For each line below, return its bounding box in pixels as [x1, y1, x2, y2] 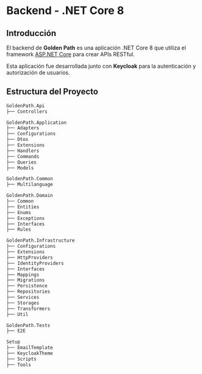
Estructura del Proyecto [6, 87, 99, 97]
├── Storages [6, 300, 40, 306]
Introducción [6, 28, 57, 38]
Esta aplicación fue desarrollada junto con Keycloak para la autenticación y [6, 62, 197, 70]
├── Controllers [6, 108, 48, 115]
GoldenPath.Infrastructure [6, 237, 75, 244]
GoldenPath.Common [6, 176, 53, 182]
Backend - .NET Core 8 [6, 4, 124, 18]
